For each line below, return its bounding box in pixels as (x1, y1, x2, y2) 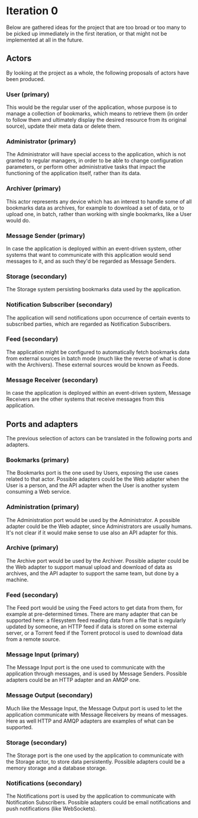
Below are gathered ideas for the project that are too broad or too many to (6, 24, 186, 31)
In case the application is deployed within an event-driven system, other (6, 244, 182, 252)
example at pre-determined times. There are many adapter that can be (6, 611, 178, 618)
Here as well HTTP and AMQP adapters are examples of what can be (6, 717, 174, 724)
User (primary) (6, 90, 50, 98)
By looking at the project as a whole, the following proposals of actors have (6, 69, 190, 76)
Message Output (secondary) (6, 691, 93, 700)
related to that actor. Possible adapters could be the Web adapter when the (6, 475, 189, 483)
